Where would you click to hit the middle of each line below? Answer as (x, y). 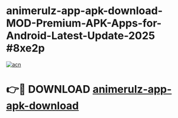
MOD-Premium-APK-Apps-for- (84, 23)
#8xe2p (26, 48)
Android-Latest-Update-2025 (81, 36)
